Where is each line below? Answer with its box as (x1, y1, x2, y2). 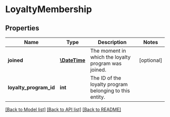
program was (90, 60, 122, 67)
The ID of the (90, 74, 121, 82)
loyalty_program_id (8, 84, 55, 91)
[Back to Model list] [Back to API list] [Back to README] (5, 106, 121, 112)
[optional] (139, 57, 162, 64)
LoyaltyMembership (5, 4, 92, 15)
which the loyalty (90, 54, 131, 60)
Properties (5, 24, 39, 32)
